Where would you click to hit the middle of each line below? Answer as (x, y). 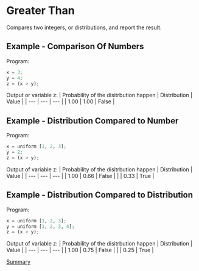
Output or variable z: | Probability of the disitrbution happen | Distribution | (100, 95)
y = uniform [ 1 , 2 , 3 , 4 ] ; (40, 226)
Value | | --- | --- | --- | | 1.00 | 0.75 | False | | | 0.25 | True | (80, 250)
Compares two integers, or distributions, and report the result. (84, 27)
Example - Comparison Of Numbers (75, 46)
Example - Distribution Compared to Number (93, 121)
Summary (19, 262)
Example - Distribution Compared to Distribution (100, 195)
